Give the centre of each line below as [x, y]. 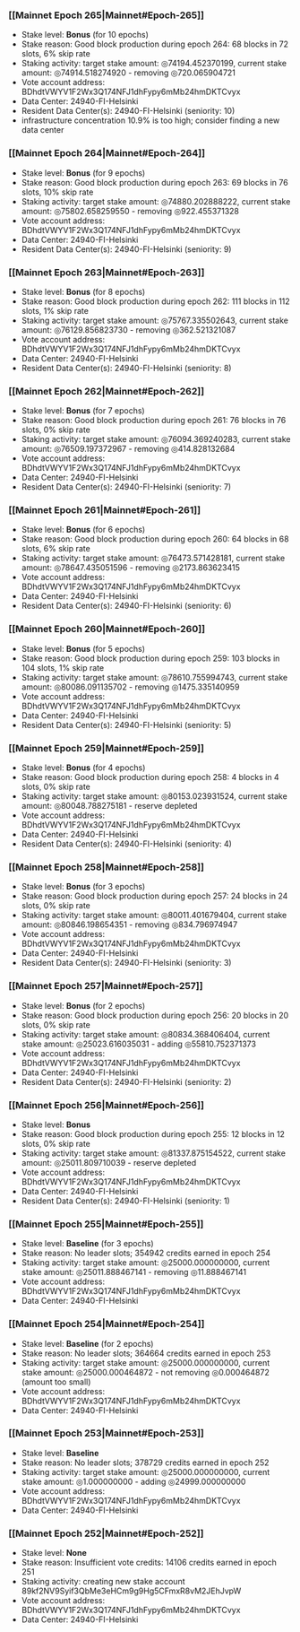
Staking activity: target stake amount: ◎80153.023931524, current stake [154, 796]
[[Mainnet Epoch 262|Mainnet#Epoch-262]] [107, 391]
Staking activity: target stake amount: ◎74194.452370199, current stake [154, 64]
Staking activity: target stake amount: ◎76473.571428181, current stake [153, 558]
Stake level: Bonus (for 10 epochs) [85, 35]
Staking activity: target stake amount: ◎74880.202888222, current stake [156, 201]
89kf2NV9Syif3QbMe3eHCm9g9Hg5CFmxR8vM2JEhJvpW [131, 1591]
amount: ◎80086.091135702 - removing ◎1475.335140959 [130, 687]
